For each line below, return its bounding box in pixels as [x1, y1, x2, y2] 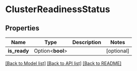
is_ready [8, 47, 29, 54]
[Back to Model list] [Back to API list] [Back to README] [5, 60, 122, 66]
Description [72, 39, 101, 46]
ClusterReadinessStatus [5, 4, 111, 15]
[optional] [106, 47, 129, 54]
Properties [5, 24, 40, 32]
